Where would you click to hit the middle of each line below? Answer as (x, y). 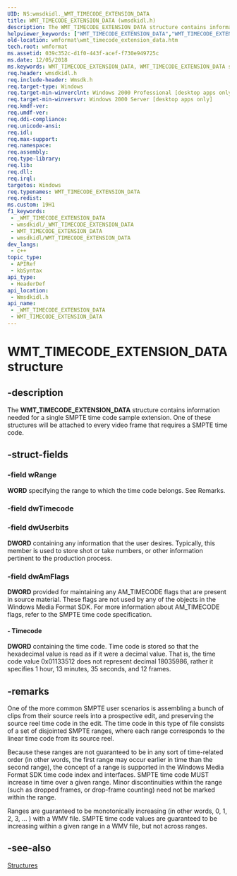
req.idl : (20, 132)
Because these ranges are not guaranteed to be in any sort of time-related (115, 752)
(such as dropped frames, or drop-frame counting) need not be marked (111, 790)
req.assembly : (28, 152)
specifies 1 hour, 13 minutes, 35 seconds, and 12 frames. (89, 669)
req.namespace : (30, 146)
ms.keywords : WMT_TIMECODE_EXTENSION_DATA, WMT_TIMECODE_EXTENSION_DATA (116, 67)
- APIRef (23, 264)
